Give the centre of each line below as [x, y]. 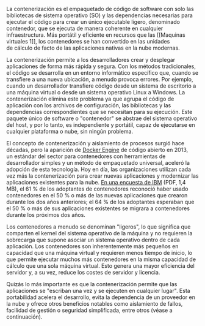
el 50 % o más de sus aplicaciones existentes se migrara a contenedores [98, 208]
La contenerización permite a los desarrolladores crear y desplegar [91, 60]
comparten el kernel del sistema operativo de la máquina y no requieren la [99, 233]
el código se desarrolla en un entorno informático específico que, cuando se [103, 73]
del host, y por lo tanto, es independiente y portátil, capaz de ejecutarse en [101, 125]
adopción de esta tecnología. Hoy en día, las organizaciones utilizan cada [99, 169]
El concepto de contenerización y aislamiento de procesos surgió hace [95, 143]
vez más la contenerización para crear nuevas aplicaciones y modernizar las [103, 176]
